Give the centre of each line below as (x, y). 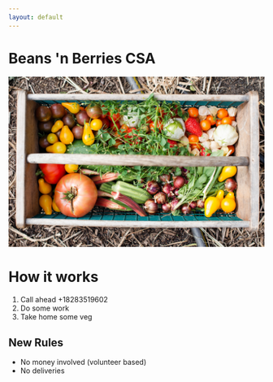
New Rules (36, 343)
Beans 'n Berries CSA (82, 58)
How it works (54, 277)
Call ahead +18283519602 (64, 300)
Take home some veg (56, 317)
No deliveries (42, 371)
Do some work (45, 308)
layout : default (36, 17)
